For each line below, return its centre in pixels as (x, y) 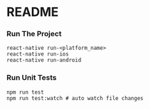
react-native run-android (44, 60)
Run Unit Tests (32, 78)
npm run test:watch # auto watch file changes (75, 98)
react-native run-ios (38, 54)
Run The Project (34, 34)
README (33, 12)
